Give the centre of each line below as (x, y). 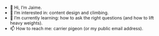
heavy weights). (26, 23)
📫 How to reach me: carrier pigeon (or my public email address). (76, 28)
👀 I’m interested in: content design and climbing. (59, 13)
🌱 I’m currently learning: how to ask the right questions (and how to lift (82, 18)
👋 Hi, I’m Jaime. (26, 8)
